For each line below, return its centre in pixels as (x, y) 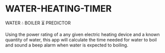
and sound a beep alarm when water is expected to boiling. (67, 45)
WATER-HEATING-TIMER (59, 9)
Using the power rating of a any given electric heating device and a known (82, 34)
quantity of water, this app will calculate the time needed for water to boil (81, 39)
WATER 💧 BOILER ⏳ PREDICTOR (38, 22)
